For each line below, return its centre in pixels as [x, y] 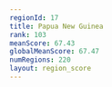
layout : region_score [51, 69]
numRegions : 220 [40, 60]
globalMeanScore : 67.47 [55, 52]
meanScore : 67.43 [42, 43]
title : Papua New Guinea [56, 26]
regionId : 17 [34, 18]
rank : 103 [28, 34]
